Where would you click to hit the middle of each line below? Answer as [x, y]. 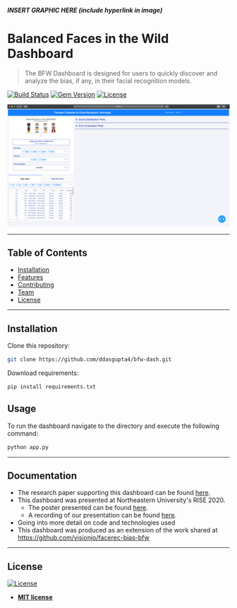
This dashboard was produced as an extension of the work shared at [117, 530]
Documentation [42, 476]
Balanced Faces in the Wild [88, 39]
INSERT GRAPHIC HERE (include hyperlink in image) [85, 10]
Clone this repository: [39, 346]
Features [30, 278]
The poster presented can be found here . [88, 508]
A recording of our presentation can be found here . [102, 515]
